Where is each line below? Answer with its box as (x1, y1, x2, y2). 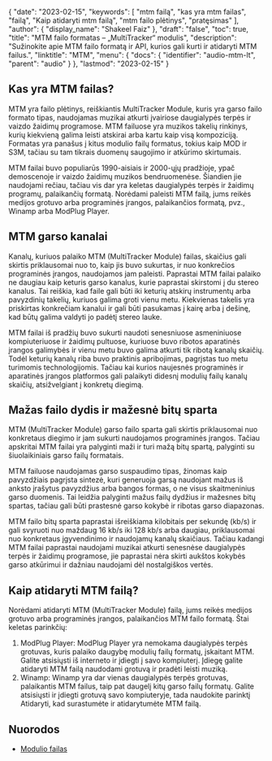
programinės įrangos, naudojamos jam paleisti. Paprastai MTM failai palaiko (8, 269, 261, 278)
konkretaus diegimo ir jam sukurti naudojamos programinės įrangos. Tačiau (8, 433, 261, 443)
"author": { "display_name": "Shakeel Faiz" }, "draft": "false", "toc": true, (8, 24, 249, 33)
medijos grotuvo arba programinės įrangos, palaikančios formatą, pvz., (8, 197, 245, 207)
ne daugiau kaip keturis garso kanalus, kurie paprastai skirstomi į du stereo (8, 277, 259, 287)
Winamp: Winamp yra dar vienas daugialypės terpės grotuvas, (19, 673, 229, 683)
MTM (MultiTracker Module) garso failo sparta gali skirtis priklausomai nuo (8, 425, 258, 435)
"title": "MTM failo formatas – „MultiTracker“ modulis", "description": (8, 33, 237, 42)
